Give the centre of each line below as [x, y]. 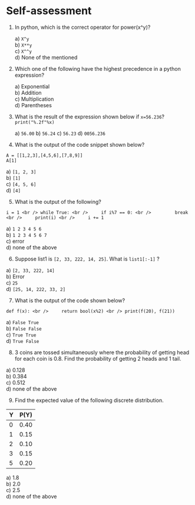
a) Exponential [32, 86]
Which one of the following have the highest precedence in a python [97, 68]
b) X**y [23, 45]
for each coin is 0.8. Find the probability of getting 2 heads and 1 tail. [98, 358]
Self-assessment [49, 11]
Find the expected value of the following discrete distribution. [89, 400]
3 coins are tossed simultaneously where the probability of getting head [102, 352]
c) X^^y [23, 51]
